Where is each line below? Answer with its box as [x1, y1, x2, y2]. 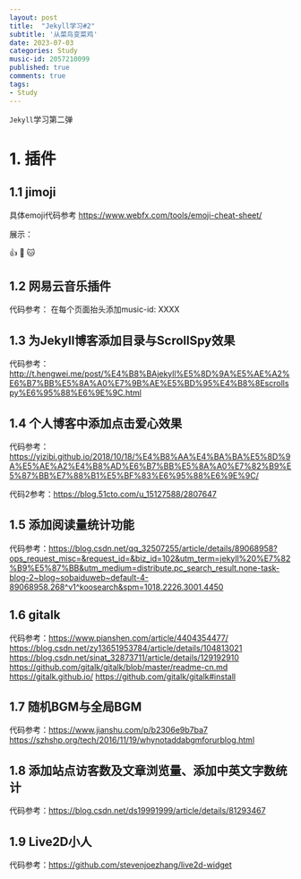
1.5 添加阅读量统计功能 [9, 517, 134, 533]
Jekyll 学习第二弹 [9, 114, 73, 125]
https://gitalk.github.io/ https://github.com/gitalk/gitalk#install [9, 671, 236, 682]
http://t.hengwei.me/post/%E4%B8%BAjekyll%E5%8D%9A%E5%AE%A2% [9, 368, 290, 379]
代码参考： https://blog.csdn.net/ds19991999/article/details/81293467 [9, 806, 266, 816]
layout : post [9, 13, 58, 22]
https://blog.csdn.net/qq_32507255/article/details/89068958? [48, 543, 278, 554]
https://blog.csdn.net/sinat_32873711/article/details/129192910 [9, 651, 240, 663]
